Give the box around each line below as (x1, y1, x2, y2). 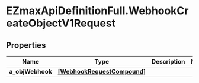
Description (151, 58, 185, 65)
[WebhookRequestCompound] (57, 68, 146, 75)
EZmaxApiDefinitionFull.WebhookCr (6, 4, 189, 18)
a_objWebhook (9, 68, 52, 75)
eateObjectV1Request (6, 16, 116, 30)
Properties (6, 40, 46, 50)
